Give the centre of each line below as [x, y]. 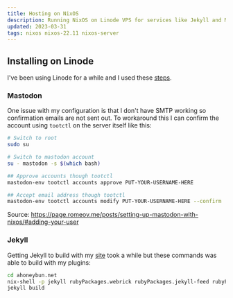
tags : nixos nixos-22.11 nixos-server [63, 33]
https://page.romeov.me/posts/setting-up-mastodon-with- [115, 215]
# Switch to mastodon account [51, 157]
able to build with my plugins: [49, 262]
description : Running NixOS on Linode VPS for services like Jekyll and [114, 20]
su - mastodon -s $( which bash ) [54, 164]
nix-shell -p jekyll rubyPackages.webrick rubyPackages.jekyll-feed [108, 281]
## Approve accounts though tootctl [60, 176]
